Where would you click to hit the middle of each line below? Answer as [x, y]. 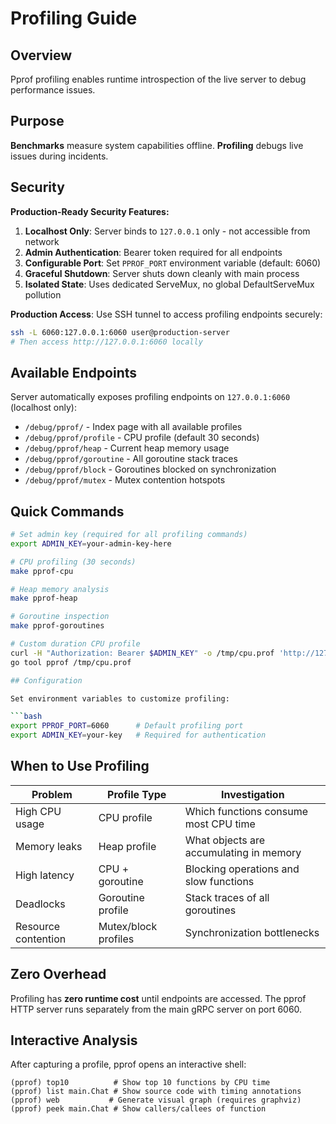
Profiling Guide [74, 18]
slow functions [219, 881]
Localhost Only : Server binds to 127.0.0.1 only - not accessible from [167, 231]
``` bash [26, 717]
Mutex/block [128, 926]
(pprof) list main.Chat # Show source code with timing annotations [156, 1092]
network [42, 241]
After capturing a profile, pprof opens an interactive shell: [128, 1064]
